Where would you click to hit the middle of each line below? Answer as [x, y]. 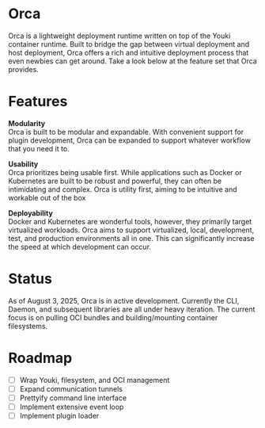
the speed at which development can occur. [80, 246]
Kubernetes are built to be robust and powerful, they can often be [115, 181]
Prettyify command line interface [73, 398]
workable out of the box [47, 197]
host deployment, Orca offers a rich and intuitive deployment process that [129, 52]
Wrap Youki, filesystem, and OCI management [95, 380]
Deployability [30, 213]
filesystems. [28, 326]
